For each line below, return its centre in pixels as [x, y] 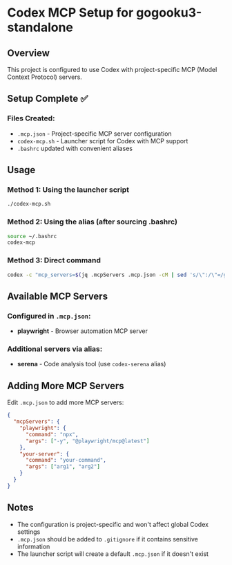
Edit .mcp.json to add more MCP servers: [66, 402]
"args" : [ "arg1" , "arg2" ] [62, 467]
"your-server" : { [45, 454]
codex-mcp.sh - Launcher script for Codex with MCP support [103, 141]
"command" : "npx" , [52, 434]
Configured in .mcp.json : [49, 316]
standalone [40, 27]
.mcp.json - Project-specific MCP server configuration [94, 134]
